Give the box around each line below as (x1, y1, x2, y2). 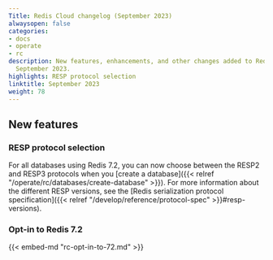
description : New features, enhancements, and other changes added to (8, 58, 253, 66)
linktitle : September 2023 (8, 80, 100, 88)
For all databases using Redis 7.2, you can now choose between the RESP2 (8, 160, 260, 171)
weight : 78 (8, 87, 45, 96)
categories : (8, 27, 49, 35)
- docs (8, 34, 31, 43)
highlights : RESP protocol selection (8, 72, 136, 80)
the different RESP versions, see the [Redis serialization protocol (8, 186, 224, 196)
